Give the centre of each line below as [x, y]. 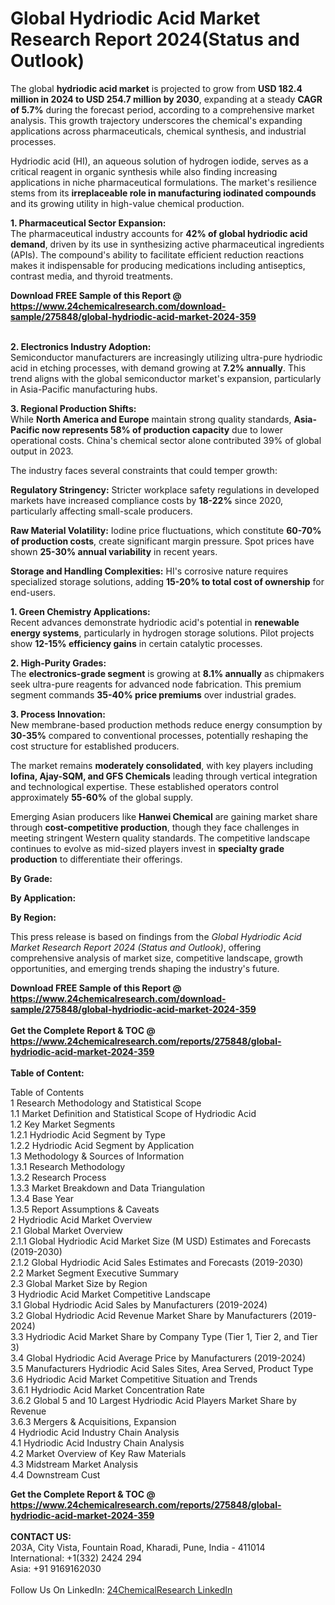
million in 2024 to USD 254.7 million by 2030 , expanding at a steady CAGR [166, 99]
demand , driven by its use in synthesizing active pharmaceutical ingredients [167, 244]
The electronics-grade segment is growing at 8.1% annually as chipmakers [167, 673]
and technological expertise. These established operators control [144, 786]
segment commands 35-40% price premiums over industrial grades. [153, 694]
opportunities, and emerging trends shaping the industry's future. [145, 968]
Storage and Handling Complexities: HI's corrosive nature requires [149, 571]
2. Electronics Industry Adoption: [81, 346]
